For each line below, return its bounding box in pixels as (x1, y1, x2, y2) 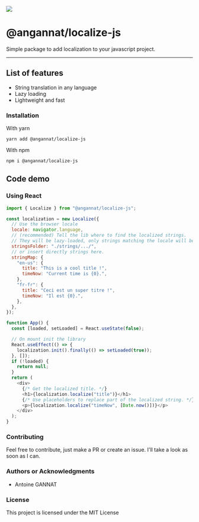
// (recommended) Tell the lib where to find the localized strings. (11, 233, 187, 239)
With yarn (6, 125, 30, 132)
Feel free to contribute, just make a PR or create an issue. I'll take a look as (6, 446, 188, 453)
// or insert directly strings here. (11, 249, 105, 254)
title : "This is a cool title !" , (21, 265, 108, 272)
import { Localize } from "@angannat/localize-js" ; (6, 205, 136, 211)
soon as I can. (6, 453, 40, 460)
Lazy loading (14, 90, 46, 97)
